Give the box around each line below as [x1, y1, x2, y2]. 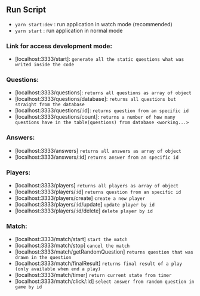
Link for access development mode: [6, 42, 112, 50]
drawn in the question [14, 255, 72, 261]
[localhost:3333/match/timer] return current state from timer [14, 272, 172, 279]
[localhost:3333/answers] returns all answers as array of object [14, 147, 182, 154]
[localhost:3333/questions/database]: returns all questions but [14, 95, 176, 103]
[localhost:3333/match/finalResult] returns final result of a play [14, 260, 182, 267]
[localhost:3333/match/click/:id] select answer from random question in [14, 277, 195, 285]
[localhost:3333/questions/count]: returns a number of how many [14, 113, 176, 121]
